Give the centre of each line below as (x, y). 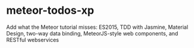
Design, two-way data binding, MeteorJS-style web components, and (92, 33)
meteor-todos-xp (50, 10)
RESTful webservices (32, 40)
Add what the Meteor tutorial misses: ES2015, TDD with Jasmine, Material (97, 27)
